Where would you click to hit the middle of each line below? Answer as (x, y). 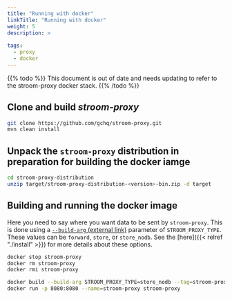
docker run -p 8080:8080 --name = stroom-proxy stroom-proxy (94, 289)
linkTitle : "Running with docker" (57, 20)
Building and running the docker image (93, 205)
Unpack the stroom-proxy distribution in (93, 151)
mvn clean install (33, 129)
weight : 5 (21, 26)
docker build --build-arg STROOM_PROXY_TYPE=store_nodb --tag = (100, 282)
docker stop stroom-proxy (44, 257)
